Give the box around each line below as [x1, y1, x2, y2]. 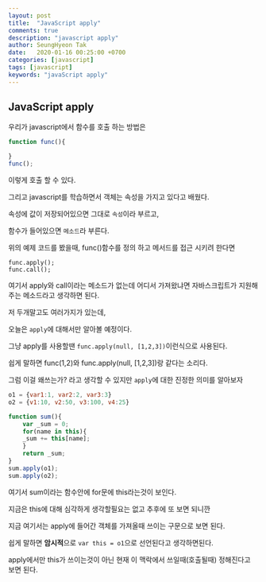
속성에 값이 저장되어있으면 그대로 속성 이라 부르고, [8, 209, 160, 219]
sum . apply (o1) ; [8, 464, 59, 472]
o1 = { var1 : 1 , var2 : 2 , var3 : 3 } [8, 391, 112, 399]
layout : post [8, 11, 52, 20]
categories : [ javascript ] [8, 56, 94, 64]
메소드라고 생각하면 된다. [22, 291, 100, 301]
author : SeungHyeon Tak [8, 41, 87, 49]
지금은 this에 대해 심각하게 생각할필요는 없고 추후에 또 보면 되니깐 [8, 504, 210, 514]
